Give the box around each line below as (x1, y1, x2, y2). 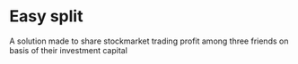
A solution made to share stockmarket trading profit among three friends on (9, 36, 289, 46)
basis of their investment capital (9, 44, 128, 55)
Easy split (9, 6, 83, 27)
